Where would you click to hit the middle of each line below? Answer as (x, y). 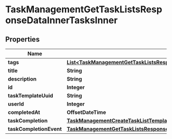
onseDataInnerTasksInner (61, 20)
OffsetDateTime (87, 112)
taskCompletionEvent (35, 129)
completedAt (24, 112)
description (22, 79)
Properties (23, 39)
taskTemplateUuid (31, 96)
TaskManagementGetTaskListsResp (84, 9)
